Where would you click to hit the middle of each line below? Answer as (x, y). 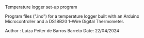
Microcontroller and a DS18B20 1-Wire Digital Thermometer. (65, 21)
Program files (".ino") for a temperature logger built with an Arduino (72, 16)
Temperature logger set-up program (41, 7)
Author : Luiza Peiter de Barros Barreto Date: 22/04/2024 (62, 31)
